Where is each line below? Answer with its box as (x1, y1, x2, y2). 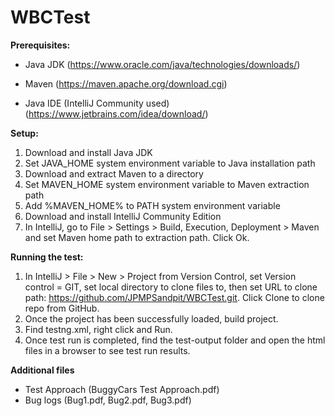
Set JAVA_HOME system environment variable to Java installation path (24, 157, 316, 169)
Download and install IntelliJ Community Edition (24, 210, 222, 222)
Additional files (10, 364, 75, 376)
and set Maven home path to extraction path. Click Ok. (24, 231, 250, 243)
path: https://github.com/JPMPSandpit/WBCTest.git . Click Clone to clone (24, 291, 325, 303)
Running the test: (10, 251, 84, 263)
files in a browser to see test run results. (24, 344, 191, 356)
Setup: (10, 127, 39, 139)
